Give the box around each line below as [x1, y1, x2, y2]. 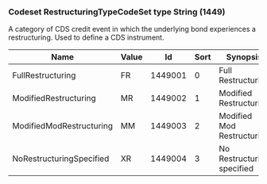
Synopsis [226, 52, 262, 63]
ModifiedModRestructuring [12, 121, 114, 132]
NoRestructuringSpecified [12, 153, 110, 164]
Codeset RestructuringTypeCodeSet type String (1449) [8, 6, 226, 17]
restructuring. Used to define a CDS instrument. [8, 33, 164, 42]
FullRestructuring [12, 70, 76, 81]
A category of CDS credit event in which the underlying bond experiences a [8, 25, 257, 34]
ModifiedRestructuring [12, 93, 97, 104]
